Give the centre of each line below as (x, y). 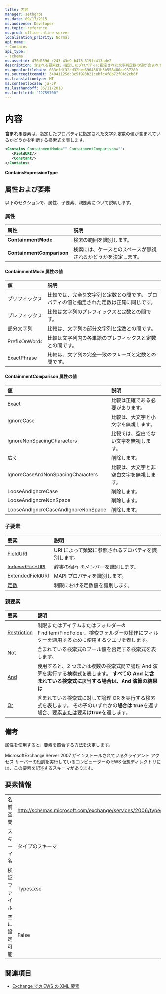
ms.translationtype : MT (30, 79)
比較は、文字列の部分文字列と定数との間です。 (102, 329)
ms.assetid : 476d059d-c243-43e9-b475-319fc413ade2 (58, 61)
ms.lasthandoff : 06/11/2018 (34, 88)
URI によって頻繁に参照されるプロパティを (103, 550)
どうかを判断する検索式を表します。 (50, 140)
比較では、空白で (131, 434)
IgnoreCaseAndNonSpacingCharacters (53, 475)
